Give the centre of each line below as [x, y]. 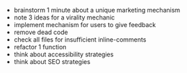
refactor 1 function [40, 47]
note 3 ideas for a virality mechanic [64, 17]
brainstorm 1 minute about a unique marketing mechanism [97, 10]
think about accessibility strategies [64, 54]
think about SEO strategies [52, 62]
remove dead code [41, 32]
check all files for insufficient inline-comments [80, 40]
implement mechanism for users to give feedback [85, 25]
